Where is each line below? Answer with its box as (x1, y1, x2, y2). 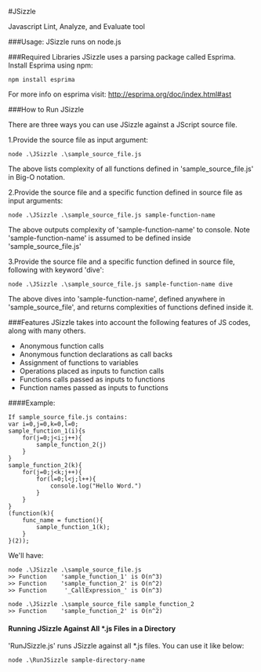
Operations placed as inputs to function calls (19, 367, 165, 375)
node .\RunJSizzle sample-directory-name (8, 656, 146, 664)
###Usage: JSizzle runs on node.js (8, 37, 121, 46)
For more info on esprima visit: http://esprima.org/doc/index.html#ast (8, 89, 232, 99)
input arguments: (8, 196, 63, 205)
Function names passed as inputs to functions (19, 383, 169, 392)
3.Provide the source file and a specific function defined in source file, (8, 257, 235, 266)
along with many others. (8, 326, 86, 335)
